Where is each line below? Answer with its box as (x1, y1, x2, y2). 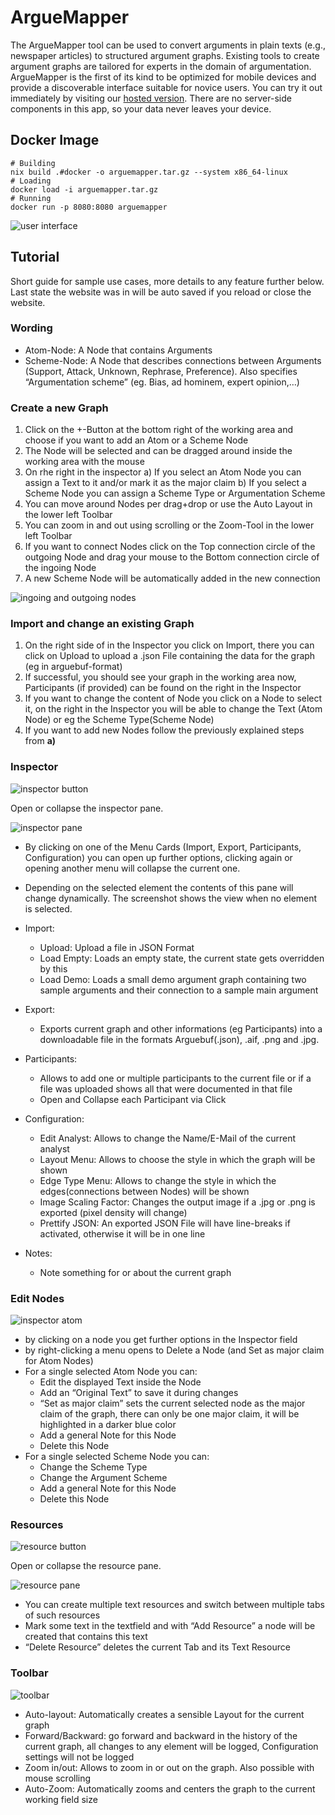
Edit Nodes (10, 1291, 65, 1305)
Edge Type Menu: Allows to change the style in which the (39, 1174, 277, 1186)
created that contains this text (24, 1631, 148, 1643)
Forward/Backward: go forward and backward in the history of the (24, 1729, 298, 1741)
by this (39, 962, 68, 975)
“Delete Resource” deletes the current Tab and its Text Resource (24, 1641, 291, 1653)
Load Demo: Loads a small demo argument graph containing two (39, 973, 307, 985)
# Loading (10, 176, 52, 186)
